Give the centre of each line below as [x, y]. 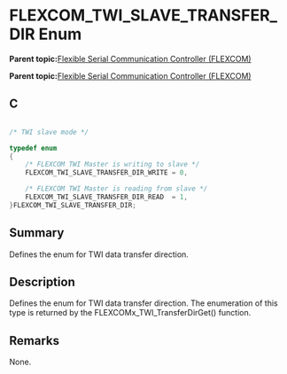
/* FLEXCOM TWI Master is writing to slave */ [112, 165]
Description [42, 281]
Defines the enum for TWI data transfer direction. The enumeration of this [143, 303]
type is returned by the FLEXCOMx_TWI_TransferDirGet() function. [130, 313]
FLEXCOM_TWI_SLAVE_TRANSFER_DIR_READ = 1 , [107, 197]
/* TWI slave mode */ [49, 132]
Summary [37, 233]
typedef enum [33, 148]
